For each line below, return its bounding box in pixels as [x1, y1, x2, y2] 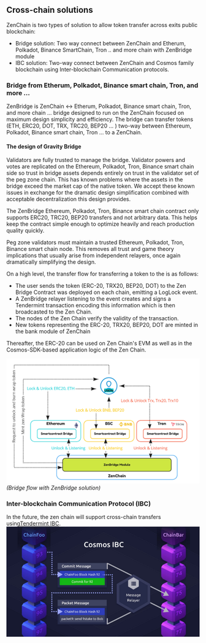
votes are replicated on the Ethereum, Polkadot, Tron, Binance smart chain [6, 163, 194, 171]
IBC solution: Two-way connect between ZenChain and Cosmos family [15, 59, 194, 66]
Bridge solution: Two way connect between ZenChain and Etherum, [15, 39, 186, 47]
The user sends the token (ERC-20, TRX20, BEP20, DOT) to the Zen [15, 282, 186, 290]
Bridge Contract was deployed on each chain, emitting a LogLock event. [15, 288, 198, 296]
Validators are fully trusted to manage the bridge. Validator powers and [6, 156, 185, 164]
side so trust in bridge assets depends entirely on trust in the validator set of [6, 169, 199, 177]
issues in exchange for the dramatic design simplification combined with [6, 189, 189, 196]
